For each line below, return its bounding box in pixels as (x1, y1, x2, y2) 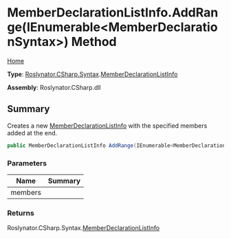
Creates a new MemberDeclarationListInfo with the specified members (7, 122, 208, 130)
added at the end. (7, 128, 58, 137)
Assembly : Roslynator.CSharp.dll (7, 83, 101, 91)
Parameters (7, 158, 47, 168)
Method (71, 34, 117, 49)
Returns (7, 208, 34, 218)
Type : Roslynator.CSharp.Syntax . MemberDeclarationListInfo (7, 70, 178, 78)
